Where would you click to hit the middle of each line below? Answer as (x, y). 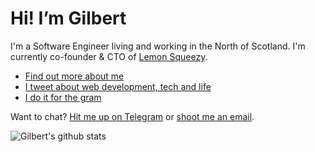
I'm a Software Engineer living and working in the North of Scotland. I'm (158, 46)
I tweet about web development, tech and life (118, 86)
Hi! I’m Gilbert (68, 18)
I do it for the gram (63, 97)
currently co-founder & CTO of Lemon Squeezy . (109, 56)
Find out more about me (74, 76)
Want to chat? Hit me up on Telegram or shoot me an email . (132, 116)
